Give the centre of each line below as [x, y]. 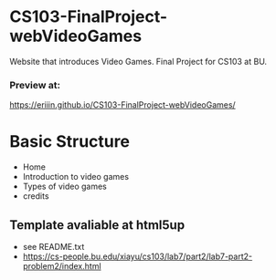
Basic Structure [70, 142]
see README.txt [53, 246]
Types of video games [64, 187]
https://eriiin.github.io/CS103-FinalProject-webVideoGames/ [122, 105]
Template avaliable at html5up [97, 225]
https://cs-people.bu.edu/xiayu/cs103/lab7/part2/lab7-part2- [138, 256]
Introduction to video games [76, 177]
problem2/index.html [62, 265]
